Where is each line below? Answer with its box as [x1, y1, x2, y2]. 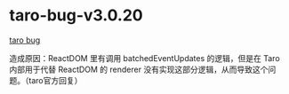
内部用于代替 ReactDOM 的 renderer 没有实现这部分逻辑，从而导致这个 [9, 64, 269, 74]
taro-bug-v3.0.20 [9, 5, 144, 26]
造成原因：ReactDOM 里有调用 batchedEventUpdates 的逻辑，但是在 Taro [9, 52, 280, 63]
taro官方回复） [28, 74, 83, 85]
